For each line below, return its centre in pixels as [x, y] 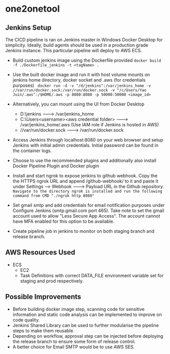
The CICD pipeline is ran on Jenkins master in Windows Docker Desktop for [84, 40]
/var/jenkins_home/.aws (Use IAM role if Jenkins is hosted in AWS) [90, 125]
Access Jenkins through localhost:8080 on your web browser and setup [88, 140]
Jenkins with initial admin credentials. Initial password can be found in [85, 145]
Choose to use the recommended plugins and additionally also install [84, 161]
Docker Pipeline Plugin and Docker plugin [56, 166]
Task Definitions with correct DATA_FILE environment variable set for [92, 275]
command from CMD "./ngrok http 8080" [53, 196]
